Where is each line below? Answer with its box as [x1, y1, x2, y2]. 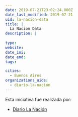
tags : [5, 59, 17, 64]
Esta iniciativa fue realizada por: [5, 96, 71, 102]
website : [5, 45, 24, 50]
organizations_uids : [5, 78, 49, 83]
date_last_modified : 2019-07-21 [5, 12, 73, 17]
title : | [5, 21, 24, 27]
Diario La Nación [12, 106, 47, 112]
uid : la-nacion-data [5, 17, 49, 22]
